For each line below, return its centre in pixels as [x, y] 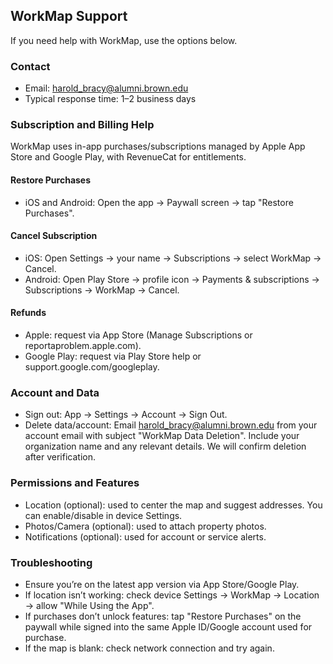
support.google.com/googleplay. [92, 367]
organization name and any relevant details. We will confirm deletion [165, 446]
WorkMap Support [69, 16]
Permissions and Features [75, 483]
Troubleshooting [51, 562]
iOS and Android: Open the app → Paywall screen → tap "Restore [159, 202]
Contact [30, 66]
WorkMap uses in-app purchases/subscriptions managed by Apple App [158, 146]
